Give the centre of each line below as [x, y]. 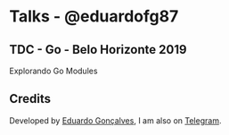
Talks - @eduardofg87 [94, 17]
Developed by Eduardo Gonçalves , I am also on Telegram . [115, 120]
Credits [30, 99]
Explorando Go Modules [53, 71]
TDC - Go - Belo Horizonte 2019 [98, 50]
